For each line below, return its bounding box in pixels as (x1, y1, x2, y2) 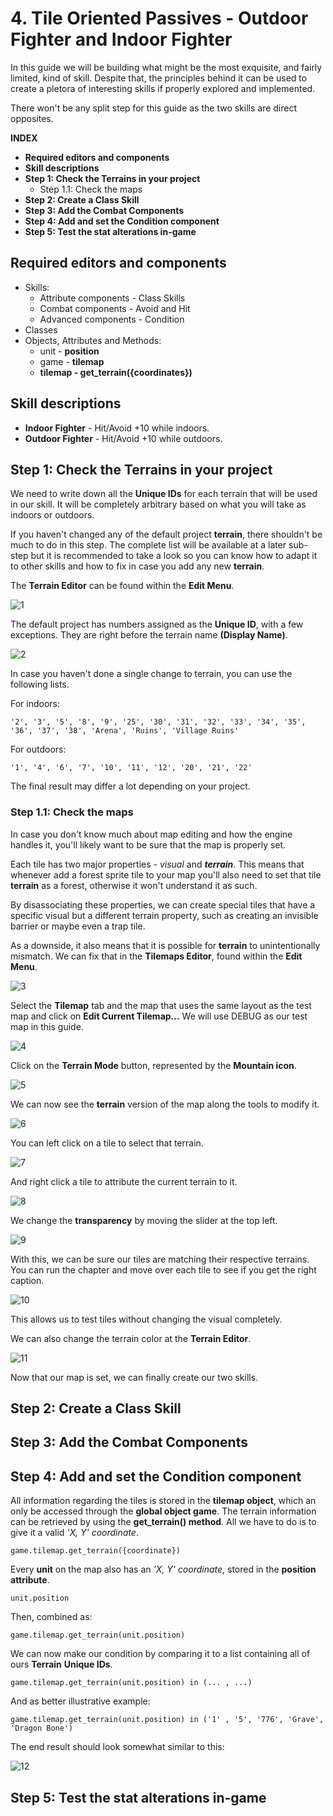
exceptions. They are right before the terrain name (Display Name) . (10, 629, 288, 641)
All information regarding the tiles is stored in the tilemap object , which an (10, 1495, 317, 1507)
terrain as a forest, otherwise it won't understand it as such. (10, 879, 258, 891)
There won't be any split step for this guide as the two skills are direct (10, 102, 298, 114)
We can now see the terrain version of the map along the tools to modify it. (10, 1098, 320, 1110)
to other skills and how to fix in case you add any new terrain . (10, 560, 265, 572)
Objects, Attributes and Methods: (24, 334, 162, 346)
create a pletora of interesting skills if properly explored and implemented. (10, 82, 316, 94)
